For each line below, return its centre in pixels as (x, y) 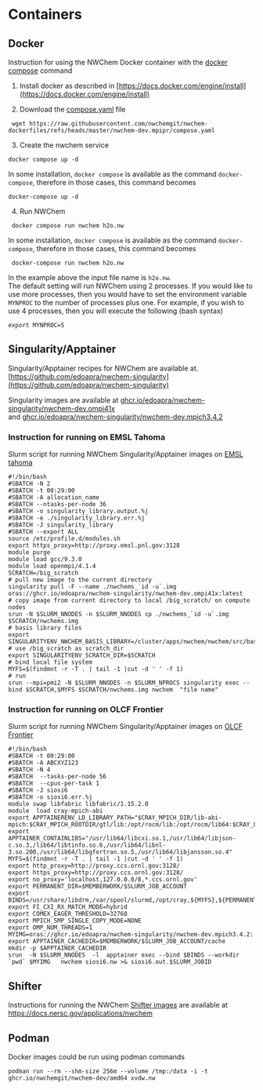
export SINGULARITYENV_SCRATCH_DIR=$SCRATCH (82, 656)
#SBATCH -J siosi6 (38, 790)
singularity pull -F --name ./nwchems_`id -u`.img (92, 587)
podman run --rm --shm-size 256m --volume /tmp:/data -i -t (108, 1072)
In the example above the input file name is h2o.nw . (90, 277)
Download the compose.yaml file (72, 109)
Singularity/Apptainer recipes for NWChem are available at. (103, 368)
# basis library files (45, 628)
